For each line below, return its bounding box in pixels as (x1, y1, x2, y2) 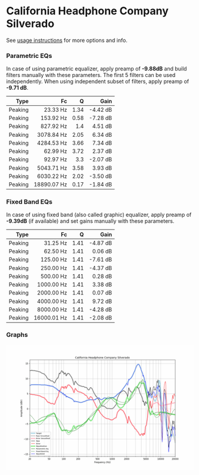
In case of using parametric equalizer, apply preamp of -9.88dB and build (6, 65, 187, 72)
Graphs (6, 330, 28, 339)
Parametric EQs (6, 51, 52, 60)
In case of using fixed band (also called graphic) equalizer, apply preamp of (6, 211, 192, 219)
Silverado (6, 17, 55, 30)
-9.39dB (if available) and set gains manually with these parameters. (6, 217, 175, 225)
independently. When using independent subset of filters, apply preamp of (6, 78, 189, 85)
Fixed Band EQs (6, 197, 52, 206)
